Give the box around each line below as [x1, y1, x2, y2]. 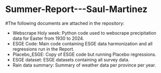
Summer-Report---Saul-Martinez [5, 4, 148, 15]
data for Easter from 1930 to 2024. [12, 35, 85, 41]
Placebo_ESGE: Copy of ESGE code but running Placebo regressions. [12, 51, 156, 57]
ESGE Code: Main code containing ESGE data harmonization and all [12, 40, 152, 46]
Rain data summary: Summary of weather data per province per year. [12, 62, 156, 68]
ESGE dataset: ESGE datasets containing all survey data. [12, 56, 130, 62]
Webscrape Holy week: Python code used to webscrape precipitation [12, 30, 157, 36]
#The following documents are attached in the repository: [5, 20, 125, 26]
